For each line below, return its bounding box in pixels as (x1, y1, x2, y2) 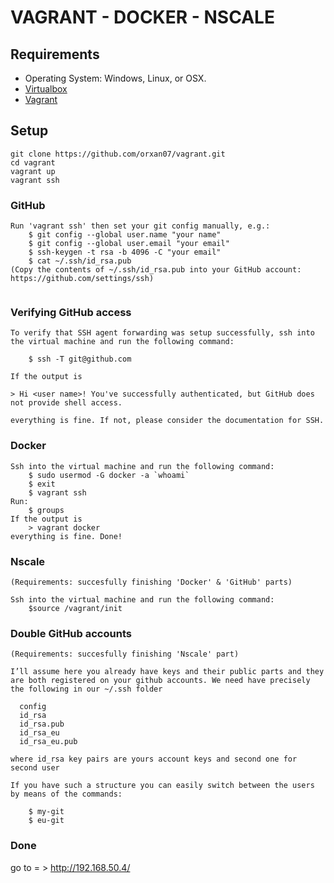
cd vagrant (10, 157, 56, 168)
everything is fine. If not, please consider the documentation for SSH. (10, 416, 325, 426)
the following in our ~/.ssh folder (10, 684, 163, 695)
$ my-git (28, 807, 65, 817)
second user (10, 763, 60, 773)
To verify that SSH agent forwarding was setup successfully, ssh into (10, 328, 315, 338)
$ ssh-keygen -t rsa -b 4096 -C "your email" (28, 247, 222, 258)
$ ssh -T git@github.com (28, 354, 132, 365)
